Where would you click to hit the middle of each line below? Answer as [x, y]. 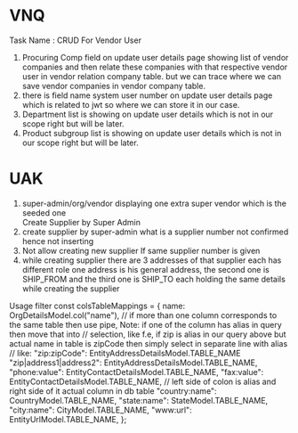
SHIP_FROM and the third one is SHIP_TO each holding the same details [154, 279]
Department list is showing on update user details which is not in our [148, 114]
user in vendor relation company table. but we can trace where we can [152, 76]
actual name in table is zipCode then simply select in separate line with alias [149, 343]
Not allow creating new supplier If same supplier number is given [141, 250]
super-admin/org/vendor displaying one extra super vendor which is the [154, 203]
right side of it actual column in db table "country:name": [113, 391]
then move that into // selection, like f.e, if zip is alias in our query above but [148, 334]
